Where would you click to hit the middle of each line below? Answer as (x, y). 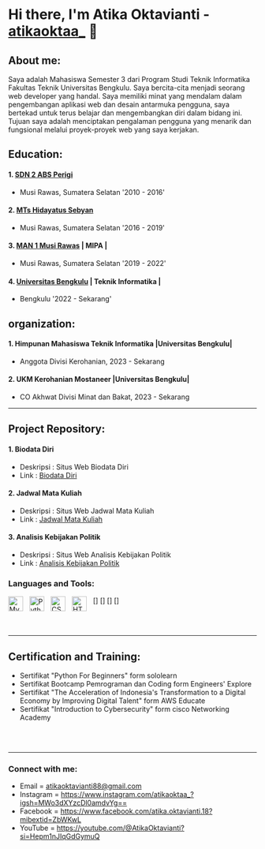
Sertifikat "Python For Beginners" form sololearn (98, 675)
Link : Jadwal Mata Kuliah (61, 519)
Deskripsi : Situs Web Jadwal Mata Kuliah (87, 511)
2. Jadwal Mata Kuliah (45, 493)
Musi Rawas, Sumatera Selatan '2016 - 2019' (92, 227)
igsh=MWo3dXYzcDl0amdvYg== (73, 803)
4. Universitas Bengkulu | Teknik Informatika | (85, 281)
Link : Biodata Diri (48, 475)
